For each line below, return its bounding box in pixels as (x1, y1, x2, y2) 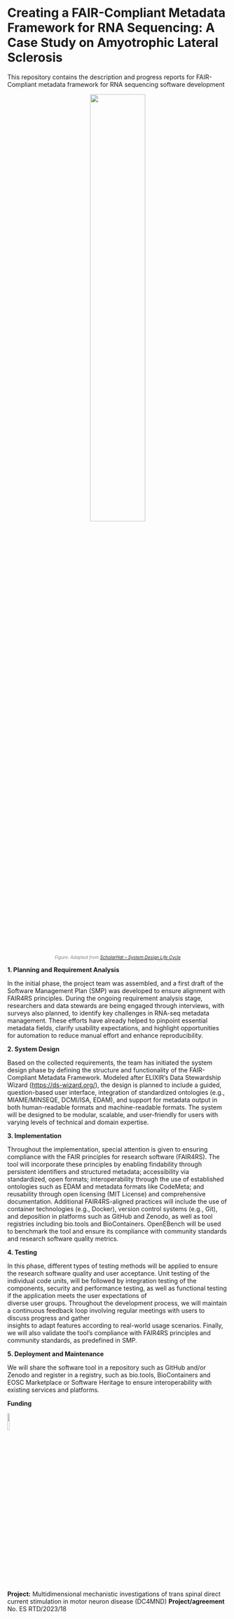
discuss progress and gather (7, 1313, 90, 1322)
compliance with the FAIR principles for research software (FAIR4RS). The (7, 1152, 220, 1161)
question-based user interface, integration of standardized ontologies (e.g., (7, 1088, 226, 1096)
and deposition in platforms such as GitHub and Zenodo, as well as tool (7, 1212, 213, 1220)
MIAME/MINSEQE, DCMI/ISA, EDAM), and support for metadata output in (7, 1095, 218, 1104)
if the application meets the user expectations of (7, 1291, 147, 1299)
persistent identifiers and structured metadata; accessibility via (7, 1167, 189, 1175)
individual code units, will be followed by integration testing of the (7, 1276, 197, 1285)
